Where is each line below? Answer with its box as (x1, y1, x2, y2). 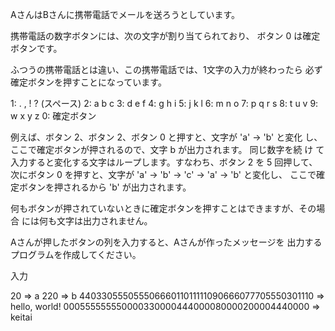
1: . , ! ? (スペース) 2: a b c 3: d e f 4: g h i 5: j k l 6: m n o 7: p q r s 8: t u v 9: (10, 98, 319, 109)
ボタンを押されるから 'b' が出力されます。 (18, 181, 192, 193)
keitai (10, 311, 33, 323)
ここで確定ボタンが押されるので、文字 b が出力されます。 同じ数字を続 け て (10, 144, 325, 155)
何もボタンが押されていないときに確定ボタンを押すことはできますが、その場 (10, 203, 326, 214)
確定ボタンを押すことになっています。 (10, 76, 167, 88)
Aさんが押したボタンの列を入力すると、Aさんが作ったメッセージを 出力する (10, 236, 323, 248)
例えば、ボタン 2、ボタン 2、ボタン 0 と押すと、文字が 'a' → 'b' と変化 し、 (10, 131, 323, 143)
